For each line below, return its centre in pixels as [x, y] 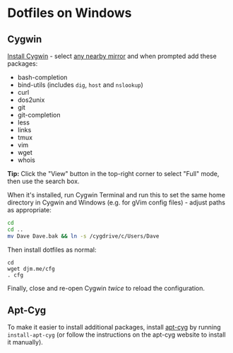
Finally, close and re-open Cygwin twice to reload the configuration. [106, 288]
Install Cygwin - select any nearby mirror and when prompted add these [112, 56]
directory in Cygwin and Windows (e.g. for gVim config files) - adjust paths [116, 202]
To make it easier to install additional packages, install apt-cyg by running [114, 328]
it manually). [25, 342]
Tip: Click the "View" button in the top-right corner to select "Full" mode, [113, 174]
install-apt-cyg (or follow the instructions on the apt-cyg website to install [116, 335]
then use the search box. [43, 181]
